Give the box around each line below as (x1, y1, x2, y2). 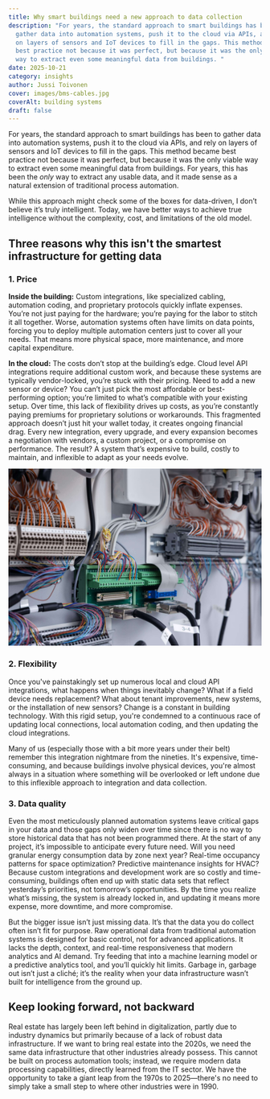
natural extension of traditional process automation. (8, 181, 179, 191)
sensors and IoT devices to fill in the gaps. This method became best (8, 146, 237, 156)
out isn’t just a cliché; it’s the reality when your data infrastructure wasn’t (8, 968, 249, 978)
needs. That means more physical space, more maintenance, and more (8, 334, 243, 344)
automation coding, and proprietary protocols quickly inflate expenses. (8, 300, 243, 310)
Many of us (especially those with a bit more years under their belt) (8, 743, 231, 753)
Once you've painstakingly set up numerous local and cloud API (8, 677, 220, 686)
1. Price (8, 274, 38, 285)
